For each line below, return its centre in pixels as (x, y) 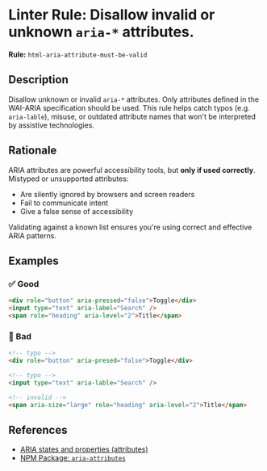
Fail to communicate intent (64, 203)
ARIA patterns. (32, 235)
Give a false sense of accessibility (77, 211)
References (38, 430)
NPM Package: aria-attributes (73, 458)
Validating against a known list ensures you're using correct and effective (130, 227)
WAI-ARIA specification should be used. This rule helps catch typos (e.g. (129, 107)
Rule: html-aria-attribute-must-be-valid (78, 54)
